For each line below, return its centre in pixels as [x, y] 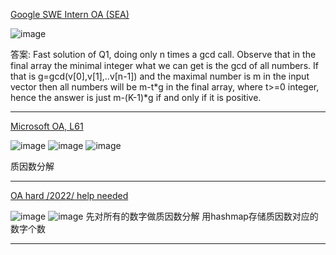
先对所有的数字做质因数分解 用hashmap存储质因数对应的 [202, 216]
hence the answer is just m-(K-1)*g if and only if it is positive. [136, 97]
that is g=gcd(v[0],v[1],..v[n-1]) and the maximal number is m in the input [160, 76]
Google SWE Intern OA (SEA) [70, 14]
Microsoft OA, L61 [47, 126]
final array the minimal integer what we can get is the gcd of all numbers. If [164, 65]
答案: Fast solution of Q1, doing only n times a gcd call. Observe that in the [163, 54]
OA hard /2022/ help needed [69, 195]
